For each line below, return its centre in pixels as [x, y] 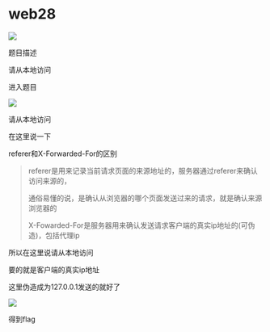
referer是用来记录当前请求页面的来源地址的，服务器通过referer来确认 [143, 170]
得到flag [22, 319]
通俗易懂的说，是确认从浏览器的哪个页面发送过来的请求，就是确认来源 [145, 198]
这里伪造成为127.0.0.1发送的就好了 [65, 287]
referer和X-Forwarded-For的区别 [63, 153]
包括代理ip [62, 235]
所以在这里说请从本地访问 [51, 252]
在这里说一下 [30, 136]
